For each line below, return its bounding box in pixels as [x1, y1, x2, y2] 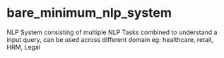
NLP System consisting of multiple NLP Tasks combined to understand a [6, 28, 218, 36]
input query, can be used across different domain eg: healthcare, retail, [6, 35, 213, 43]
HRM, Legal [6, 43, 40, 51]
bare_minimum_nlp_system [6, 5, 172, 21]
